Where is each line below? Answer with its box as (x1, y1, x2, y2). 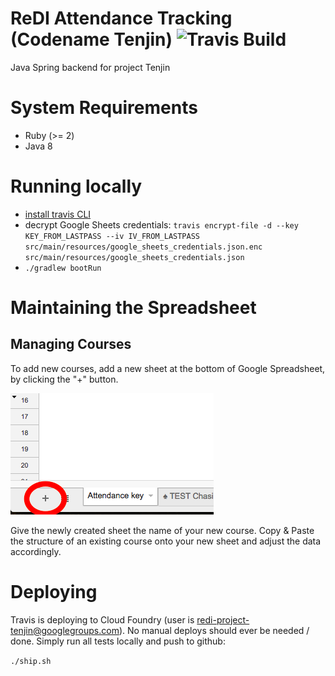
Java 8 (24, 140, 53, 152)
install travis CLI (24, 208, 92, 220)
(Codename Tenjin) (10, 28, 173, 51)
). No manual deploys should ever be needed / (118, 624, 310, 636)
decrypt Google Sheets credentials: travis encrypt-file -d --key (24, 218, 299, 231)
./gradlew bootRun (24, 263, 102, 273)
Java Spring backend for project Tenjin (10, 61, 171, 73)
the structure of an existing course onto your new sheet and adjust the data (10, 535, 322, 547)
